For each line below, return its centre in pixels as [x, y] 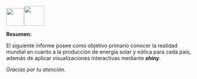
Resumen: [19, 34]
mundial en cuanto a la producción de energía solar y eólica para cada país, [99, 52]
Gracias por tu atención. [36, 70]
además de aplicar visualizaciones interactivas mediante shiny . [84, 58]
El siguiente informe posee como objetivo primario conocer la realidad [92, 45]
